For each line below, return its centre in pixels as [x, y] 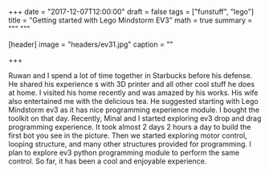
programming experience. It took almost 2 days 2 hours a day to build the [130, 127]
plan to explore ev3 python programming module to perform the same [124, 153]
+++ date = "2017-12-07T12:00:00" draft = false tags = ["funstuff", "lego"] [131, 12]
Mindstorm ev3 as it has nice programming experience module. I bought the [134, 110]
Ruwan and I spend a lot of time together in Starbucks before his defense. [130, 75]
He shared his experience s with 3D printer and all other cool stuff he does [132, 84]
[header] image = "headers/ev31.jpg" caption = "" [91, 44]
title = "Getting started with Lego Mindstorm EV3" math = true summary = [130, 20]
